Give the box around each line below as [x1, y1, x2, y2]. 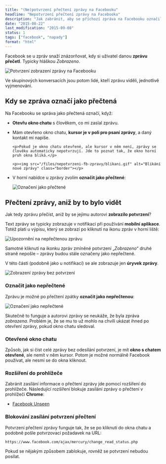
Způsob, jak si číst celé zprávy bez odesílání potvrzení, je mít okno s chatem [5, 347, 161, 353]
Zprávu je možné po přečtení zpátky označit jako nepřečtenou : [5, 293, 135, 299]
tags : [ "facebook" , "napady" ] [5, 35, 68, 40]
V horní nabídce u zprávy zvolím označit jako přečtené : [12, 174, 126, 181]
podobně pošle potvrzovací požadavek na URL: [5, 430, 102, 436]
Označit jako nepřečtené [5, 282, 65, 289]
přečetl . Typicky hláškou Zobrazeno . [5, 58, 81, 64]
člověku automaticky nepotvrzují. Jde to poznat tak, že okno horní [12, 148, 157, 153]
